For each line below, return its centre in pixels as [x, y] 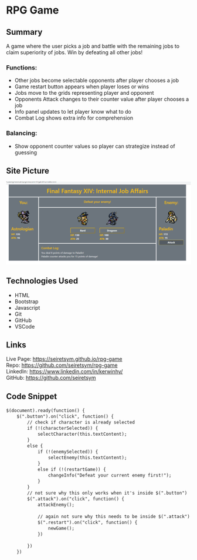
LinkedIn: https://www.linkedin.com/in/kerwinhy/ [64, 372]
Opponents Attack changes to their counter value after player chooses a [102, 99]
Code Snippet [32, 396]
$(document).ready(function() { [45, 411]
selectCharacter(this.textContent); [82, 434]
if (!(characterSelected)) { [63, 428]
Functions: [22, 67]
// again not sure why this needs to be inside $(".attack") [114, 517]
